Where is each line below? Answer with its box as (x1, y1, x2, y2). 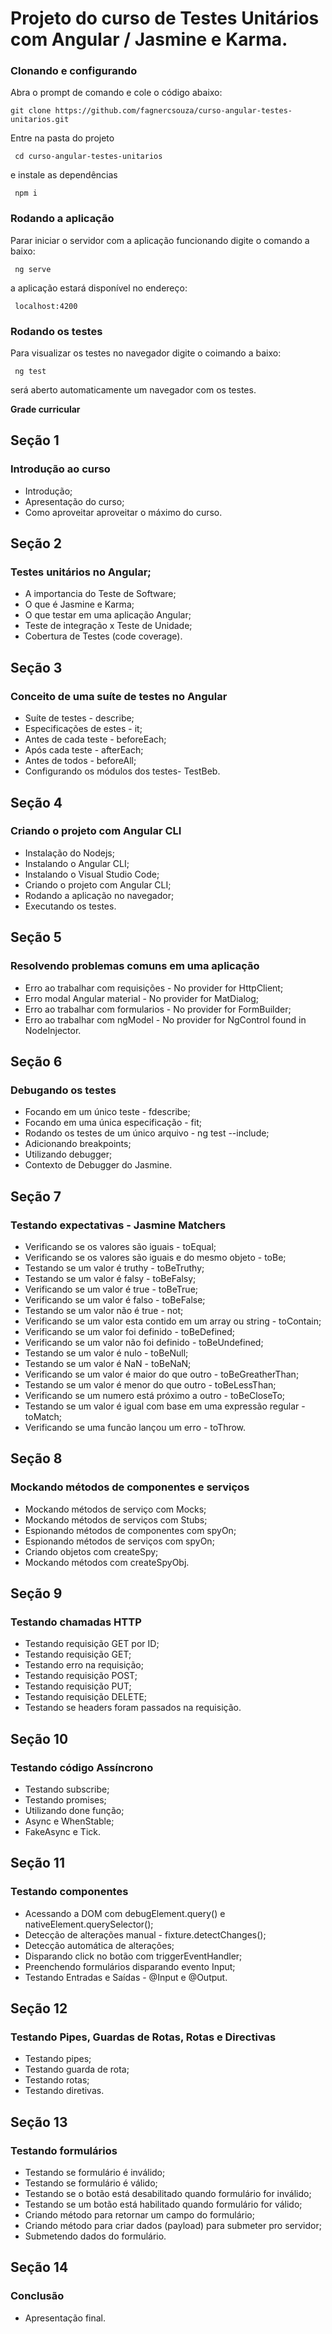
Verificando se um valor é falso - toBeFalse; (24, 1293, 206, 1306)
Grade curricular (10, 403, 81, 416)
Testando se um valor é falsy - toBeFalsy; (24, 1272, 197, 1284)
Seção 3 (10, 659, 63, 676)
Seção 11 (10, 1855, 65, 1872)
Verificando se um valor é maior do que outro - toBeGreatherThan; (24, 1368, 300, 1380)
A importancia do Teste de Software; (24, 588, 177, 600)
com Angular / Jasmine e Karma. (10, 28, 288, 51)
